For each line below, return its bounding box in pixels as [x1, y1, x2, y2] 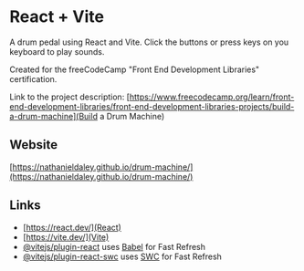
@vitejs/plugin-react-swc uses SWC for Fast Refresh [22, 251, 222, 262]
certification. [9, 73, 58, 84]
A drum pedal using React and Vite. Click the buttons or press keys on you [9, 36, 289, 47]
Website [9, 137, 58, 152]
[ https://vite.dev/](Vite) [22, 231, 110, 243]
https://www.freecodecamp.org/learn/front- [129, 91, 295, 102]
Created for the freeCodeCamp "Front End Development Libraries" [9, 64, 260, 75]
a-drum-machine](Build [9, 110, 99, 121]
